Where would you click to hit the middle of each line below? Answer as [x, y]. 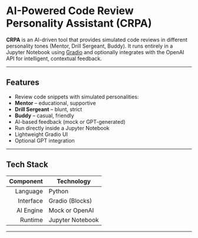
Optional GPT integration [44, 140]
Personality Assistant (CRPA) [79, 23]
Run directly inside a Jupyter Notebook [62, 128]
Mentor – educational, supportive [55, 103]
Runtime [31, 220]
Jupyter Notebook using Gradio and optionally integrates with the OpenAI [95, 52]
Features [23, 83]
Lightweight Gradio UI [41, 134]
